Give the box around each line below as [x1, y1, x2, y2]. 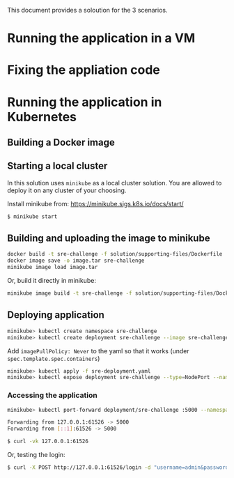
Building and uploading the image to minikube [7, 233, 210, 245]
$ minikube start [7, 213, 58, 220]
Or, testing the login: [7, 451, 65, 459]
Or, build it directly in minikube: [7, 277, 96, 285]
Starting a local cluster [7, 160, 108, 172]
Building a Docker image [7, 136, 115, 148]
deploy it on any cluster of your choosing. [7, 186, 127, 194]
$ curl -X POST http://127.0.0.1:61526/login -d [7, 464, 151, 471]
